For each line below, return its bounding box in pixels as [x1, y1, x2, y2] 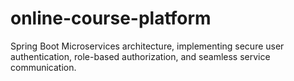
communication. [10, 61, 77, 73]
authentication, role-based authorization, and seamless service [10, 50, 271, 62]
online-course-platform [10, 7, 212, 30]
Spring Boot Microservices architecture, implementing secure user [10, 40, 285, 52]
